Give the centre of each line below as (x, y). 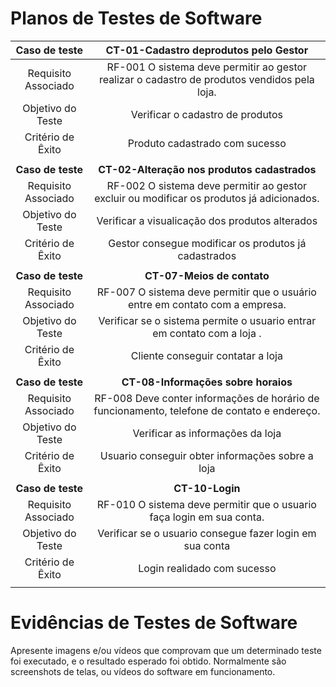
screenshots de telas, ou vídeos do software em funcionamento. (143, 671)
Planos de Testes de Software (136, 18)
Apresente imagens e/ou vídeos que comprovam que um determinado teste (166, 650)
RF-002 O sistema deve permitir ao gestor (207, 185)
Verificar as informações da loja (207, 433)
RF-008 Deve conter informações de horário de (207, 398)
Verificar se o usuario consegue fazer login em (207, 533)
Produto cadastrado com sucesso (207, 143)
